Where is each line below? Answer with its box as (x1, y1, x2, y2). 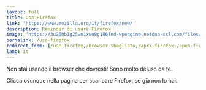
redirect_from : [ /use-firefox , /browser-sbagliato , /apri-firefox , (6, 43, 177, 49)
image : (6, 32, 23, 38)
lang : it (6, 49, 29, 55)
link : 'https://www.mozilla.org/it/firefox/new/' (6, 20, 136, 26)
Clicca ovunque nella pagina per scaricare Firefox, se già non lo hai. (6, 77, 178, 84)
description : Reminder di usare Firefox (6, 26, 112, 32)
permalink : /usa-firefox (6, 37, 70, 43)
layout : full (6, 9, 40, 15)
